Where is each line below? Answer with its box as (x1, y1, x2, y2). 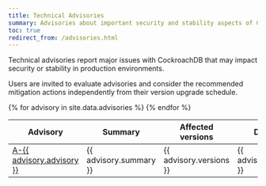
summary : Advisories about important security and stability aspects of (8, 19, 253, 27)
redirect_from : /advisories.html (8, 33, 119, 42)
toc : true (8, 26, 41, 34)
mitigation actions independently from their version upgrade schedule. (8, 88, 238, 97)
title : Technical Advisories (8, 11, 104, 20)
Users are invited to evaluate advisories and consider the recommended (8, 79, 244, 89)
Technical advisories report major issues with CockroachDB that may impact (8, 55, 258, 65)
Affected (179, 122, 214, 133)
